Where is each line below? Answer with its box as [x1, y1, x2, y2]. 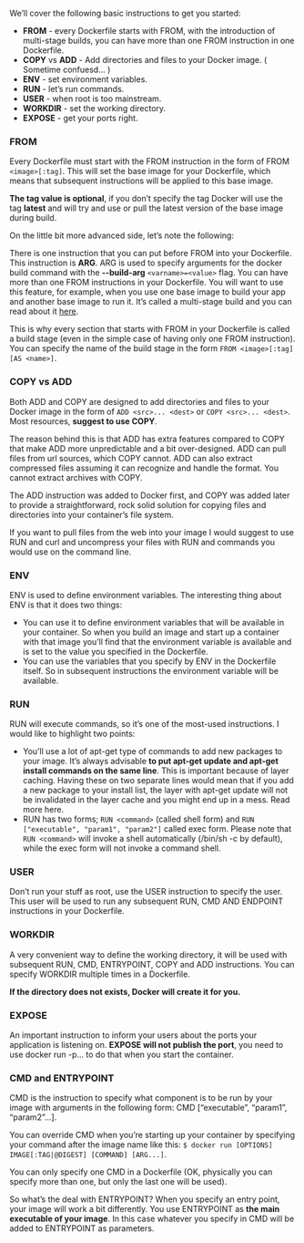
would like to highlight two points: [9, 729, 136, 740]
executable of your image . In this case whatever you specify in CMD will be [9, 1213, 295, 1225]
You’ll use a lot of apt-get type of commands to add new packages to [22, 746, 283, 757]
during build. [9, 212, 57, 223]
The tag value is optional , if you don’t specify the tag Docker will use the [9, 193, 284, 204]
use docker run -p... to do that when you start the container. [9, 1049, 234, 1061]
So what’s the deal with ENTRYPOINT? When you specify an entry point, [9, 1194, 280, 1205]
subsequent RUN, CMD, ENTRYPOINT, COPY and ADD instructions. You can [9, 958, 295, 969]
